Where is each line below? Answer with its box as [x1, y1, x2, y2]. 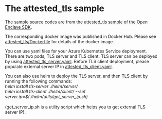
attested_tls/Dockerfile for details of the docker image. [5, 38, 114, 44]
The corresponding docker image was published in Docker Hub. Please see [5, 34, 157, 39]
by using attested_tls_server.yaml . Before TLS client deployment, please [5, 58, 149, 64]
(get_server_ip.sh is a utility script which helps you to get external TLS [5, 104, 146, 110]
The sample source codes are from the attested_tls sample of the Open [5, 19, 148, 25]
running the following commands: [5, 78, 72, 84]
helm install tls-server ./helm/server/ [5, 83, 78, 89]
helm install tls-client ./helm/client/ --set [5, 88, 86, 94]
